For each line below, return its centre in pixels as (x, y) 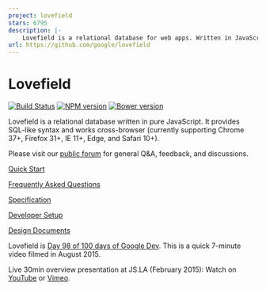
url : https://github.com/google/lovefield (79, 45)
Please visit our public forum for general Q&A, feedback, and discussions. (129, 154)
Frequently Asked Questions (54, 185)
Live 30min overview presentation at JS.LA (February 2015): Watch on (122, 269)
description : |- (35, 30)
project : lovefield (40, 15)
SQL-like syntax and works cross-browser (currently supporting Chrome (126, 130)
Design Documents (40, 231)
